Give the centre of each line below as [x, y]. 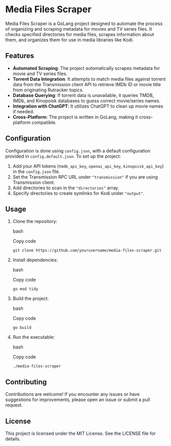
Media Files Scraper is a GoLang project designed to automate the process [84, 23]
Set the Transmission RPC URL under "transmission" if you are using [85, 177]
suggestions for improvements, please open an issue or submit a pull [78, 400]
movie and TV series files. [40, 73]
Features [20, 56]
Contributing [26, 382]
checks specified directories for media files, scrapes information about [80, 34]
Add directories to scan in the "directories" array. [66, 188]
